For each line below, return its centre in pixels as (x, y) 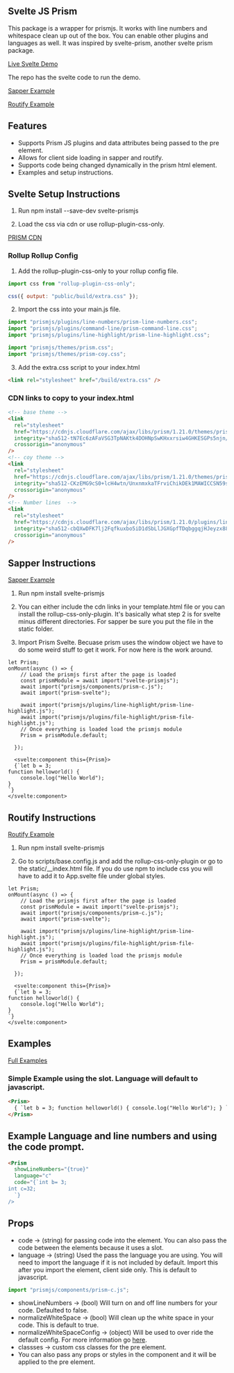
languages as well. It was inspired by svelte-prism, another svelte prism (110, 43)
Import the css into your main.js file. (69, 309)
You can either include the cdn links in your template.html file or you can (121, 607)
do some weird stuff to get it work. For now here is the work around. (115, 650)
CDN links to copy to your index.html (71, 397)
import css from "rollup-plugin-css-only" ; (72, 283)
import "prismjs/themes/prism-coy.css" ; (67, 354)
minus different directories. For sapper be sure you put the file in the (116, 622)
